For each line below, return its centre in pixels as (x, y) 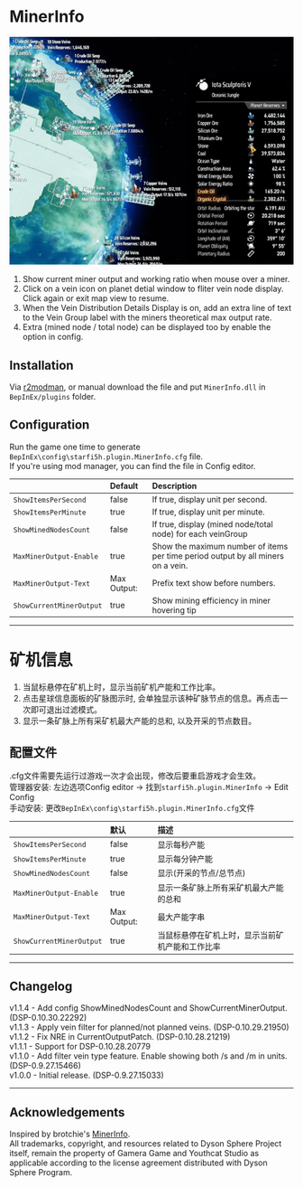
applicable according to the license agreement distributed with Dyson (138, 1163)
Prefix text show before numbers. (214, 583)
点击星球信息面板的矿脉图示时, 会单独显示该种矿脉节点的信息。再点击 (151, 699)
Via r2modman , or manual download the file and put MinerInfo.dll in (138, 387)
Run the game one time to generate (75, 447)
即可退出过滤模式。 (66, 710)
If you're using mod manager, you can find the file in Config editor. (133, 466)
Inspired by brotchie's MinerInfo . (70, 1134)
